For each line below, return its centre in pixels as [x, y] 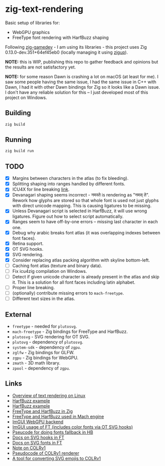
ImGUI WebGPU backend [38, 422]
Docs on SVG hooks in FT [38, 437]
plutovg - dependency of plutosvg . [48, 342]
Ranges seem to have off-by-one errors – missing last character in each [85, 222]
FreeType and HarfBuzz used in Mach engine [58, 416]
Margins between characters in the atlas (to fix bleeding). [70, 178]
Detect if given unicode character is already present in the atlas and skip [86, 276]
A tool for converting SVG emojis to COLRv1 [56, 458]
